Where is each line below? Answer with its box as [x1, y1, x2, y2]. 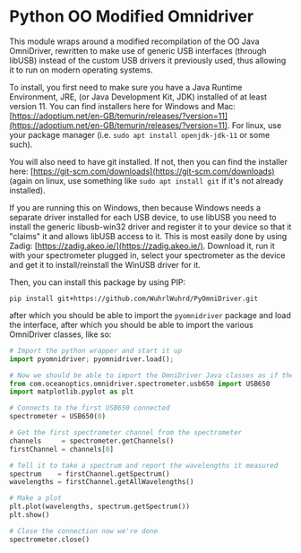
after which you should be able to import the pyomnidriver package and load [9, 309, 291, 320]
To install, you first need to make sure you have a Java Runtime [9, 82, 243, 92]
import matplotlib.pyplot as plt [9, 387, 134, 396]
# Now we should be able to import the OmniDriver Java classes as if [9, 370, 279, 380]
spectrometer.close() [9, 535, 90, 544]
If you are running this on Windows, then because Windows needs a [9, 202, 262, 212]
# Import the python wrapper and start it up [9, 346, 182, 355]
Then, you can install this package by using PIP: [9, 276, 186, 288]
